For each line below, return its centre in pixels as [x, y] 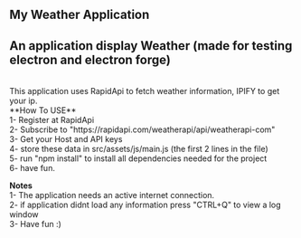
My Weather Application [80, 15]
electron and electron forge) [90, 59]
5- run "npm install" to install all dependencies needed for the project [138, 158]
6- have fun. [33, 168]
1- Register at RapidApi [52, 120]
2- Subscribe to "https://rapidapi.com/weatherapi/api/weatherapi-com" [142, 129]
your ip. [24, 101]
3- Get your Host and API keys [66, 139]
